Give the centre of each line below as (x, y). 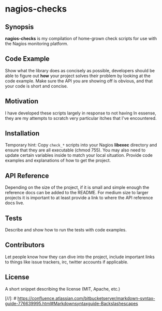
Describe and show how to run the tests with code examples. (66, 230)
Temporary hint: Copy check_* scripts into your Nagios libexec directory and (81, 145)
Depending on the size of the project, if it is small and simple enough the (77, 187)
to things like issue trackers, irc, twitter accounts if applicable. (67, 262)
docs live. (15, 203)
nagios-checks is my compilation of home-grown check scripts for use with (81, 38)
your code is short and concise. (37, 86)
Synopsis (19, 27)
